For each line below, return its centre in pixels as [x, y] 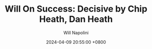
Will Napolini [76, 33]
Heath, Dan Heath [76, 19]
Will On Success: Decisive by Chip [76, 9]
